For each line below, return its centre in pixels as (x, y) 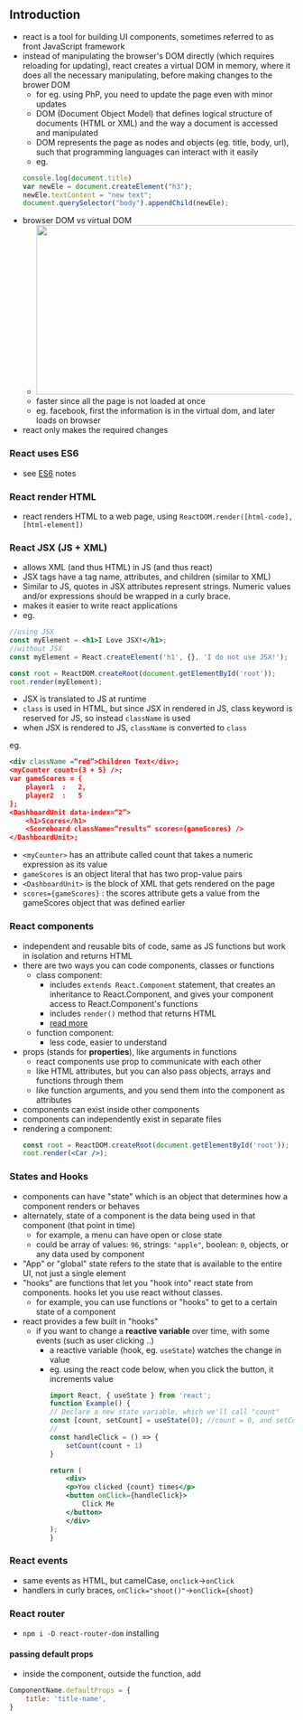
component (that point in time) (79, 1225)
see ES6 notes (49, 473)
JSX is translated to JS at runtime (84, 699)
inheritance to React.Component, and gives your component (161, 994)
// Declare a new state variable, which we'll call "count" (165, 1412)
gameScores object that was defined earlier (104, 903)
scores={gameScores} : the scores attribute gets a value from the (141, 893)
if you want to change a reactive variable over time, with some (153, 1330)
